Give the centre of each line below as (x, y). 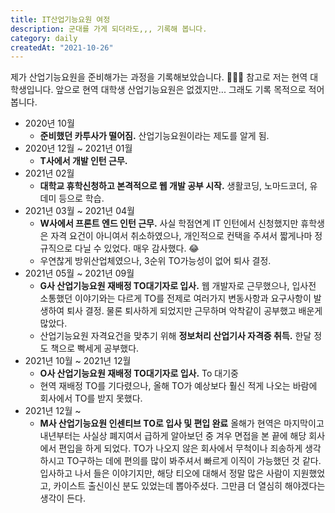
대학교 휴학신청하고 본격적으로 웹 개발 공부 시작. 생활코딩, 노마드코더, (173, 186)
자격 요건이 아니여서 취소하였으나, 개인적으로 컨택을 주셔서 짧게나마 (181, 236)
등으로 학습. (81, 198)
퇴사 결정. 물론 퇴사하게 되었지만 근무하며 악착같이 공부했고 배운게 (194, 311)
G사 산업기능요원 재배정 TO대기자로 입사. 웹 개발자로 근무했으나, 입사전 (178, 286)
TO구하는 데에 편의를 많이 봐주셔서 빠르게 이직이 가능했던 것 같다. (194, 461)
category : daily (44, 38)
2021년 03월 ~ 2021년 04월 (79, 211)
